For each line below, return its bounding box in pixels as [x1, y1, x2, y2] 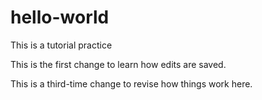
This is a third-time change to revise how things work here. [10, 77, 253, 90]
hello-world [10, 6, 110, 29]
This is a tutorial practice [10, 39, 113, 51]
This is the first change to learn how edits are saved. [10, 58, 227, 70]
